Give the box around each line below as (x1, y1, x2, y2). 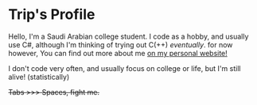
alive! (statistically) (8, 72, 70, 81)
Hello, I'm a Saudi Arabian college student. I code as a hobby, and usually (8, 32, 249, 41)
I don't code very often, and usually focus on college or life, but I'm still (8, 63, 241, 73)
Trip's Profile (8, 6, 95, 24)
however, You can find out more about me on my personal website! (8, 48, 228, 58)
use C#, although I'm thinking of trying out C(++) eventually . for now (8, 39, 233, 49)
